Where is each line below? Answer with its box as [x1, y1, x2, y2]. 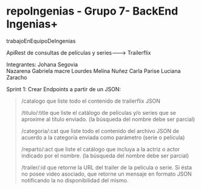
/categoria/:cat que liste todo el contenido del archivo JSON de [21, 127, 179, 134]
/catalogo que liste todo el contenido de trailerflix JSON [21, 97, 161, 105]
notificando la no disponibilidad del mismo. [21, 176, 129, 184]
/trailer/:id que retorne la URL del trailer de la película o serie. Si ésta [21, 163, 192, 171]
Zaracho [6, 74, 27, 81]
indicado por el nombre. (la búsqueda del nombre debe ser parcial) [21, 152, 189, 159]
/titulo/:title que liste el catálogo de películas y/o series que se [21, 109, 176, 116]
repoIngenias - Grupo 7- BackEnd [6, 4, 179, 18]
